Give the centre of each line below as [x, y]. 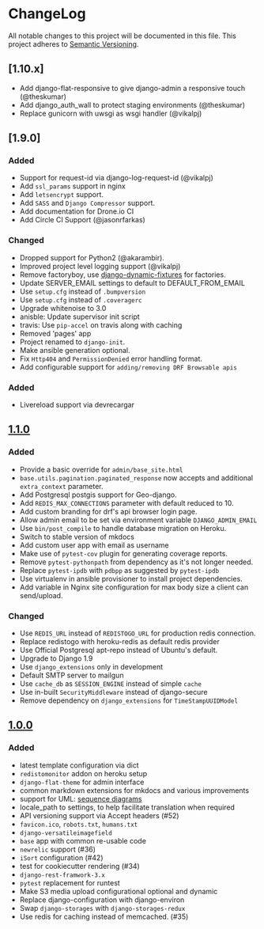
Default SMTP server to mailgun [72, 675]
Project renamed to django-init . [72, 342]
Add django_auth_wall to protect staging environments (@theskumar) [132, 104]
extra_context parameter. [61, 486]
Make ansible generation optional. [75, 350]
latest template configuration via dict [79, 765]
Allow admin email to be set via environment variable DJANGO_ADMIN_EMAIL [138, 520]
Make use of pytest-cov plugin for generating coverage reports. [123, 553]
